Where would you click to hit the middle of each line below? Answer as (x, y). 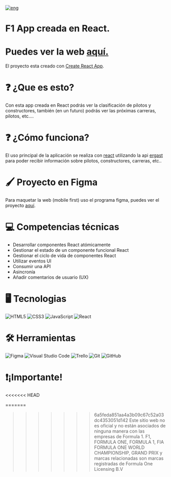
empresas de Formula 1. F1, (123, 436)
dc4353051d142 (111, 420)
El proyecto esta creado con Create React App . (55, 66)
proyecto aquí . (20, 205)
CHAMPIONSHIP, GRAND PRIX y (128, 452)
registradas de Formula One (124, 463)
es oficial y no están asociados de (130, 425)
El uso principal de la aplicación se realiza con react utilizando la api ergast (84, 155)
